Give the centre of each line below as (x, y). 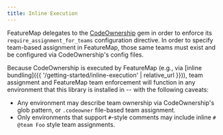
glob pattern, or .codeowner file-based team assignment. (96, 110)
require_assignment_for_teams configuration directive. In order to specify (110, 40)
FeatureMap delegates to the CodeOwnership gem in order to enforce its (109, 33)
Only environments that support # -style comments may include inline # (117, 117)
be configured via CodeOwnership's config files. (76, 55)
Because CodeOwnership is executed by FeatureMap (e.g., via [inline (105, 67)
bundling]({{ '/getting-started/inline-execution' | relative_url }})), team (105, 75)
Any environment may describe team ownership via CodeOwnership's (116, 102)
